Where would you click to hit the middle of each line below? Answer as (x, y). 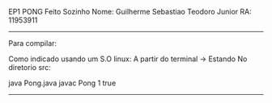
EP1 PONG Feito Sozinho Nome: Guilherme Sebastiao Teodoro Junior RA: (130, 12)
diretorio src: (30, 67)
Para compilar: (33, 43)
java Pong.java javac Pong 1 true (62, 83)
